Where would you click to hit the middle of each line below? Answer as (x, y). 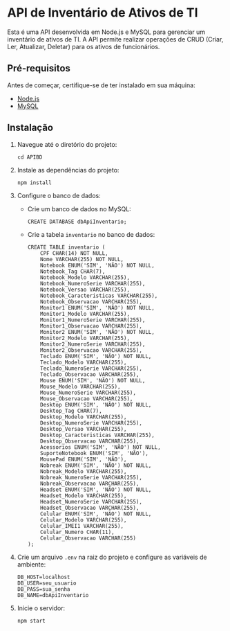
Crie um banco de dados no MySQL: (79, 208)
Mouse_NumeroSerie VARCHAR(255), (88, 393)
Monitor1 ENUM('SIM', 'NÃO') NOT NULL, (98, 308)
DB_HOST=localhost (44, 577)
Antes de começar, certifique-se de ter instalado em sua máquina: (101, 85)
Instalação (30, 128)
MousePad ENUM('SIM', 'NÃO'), (84, 459)
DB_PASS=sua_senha (44, 589)
